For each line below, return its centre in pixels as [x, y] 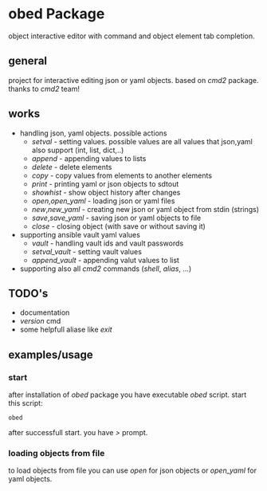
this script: [26, 403]
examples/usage [51, 354]
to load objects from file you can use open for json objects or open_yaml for [133, 470]
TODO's [28, 293]
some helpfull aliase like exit [66, 330]
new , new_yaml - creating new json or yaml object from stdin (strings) [145, 209]
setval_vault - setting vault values [86, 251]
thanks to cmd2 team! [44, 88]
